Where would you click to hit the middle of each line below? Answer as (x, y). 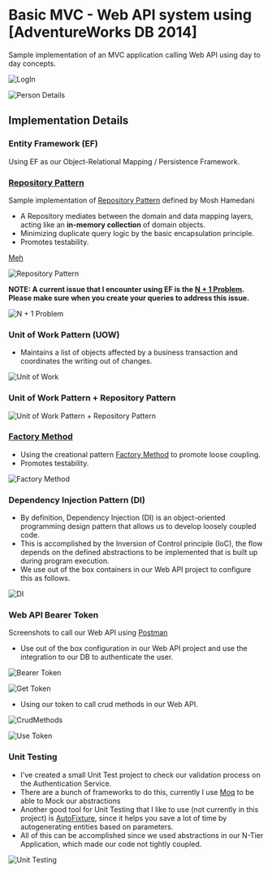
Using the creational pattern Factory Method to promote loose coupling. (140, 454)
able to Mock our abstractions (70, 801)
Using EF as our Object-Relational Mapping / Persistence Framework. (124, 161)
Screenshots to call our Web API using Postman (88, 633)
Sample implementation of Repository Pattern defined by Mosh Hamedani (132, 200)
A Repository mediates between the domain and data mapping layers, (136, 216)
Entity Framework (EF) (54, 144)
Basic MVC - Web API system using (130, 15)
